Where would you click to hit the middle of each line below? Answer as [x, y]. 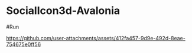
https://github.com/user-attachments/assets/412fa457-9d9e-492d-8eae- [96, 38]
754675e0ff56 [24, 44]
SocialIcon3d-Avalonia [63, 11]
